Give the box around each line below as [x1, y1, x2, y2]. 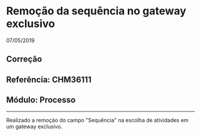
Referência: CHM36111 [6, 74, 92, 84]
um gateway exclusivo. [6, 123, 63, 130]
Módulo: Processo [6, 95, 76, 105]
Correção [6, 54, 42, 64]
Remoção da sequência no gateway [6, 4, 187, 18]
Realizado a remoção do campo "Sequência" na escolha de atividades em [6, 116, 189, 123]
